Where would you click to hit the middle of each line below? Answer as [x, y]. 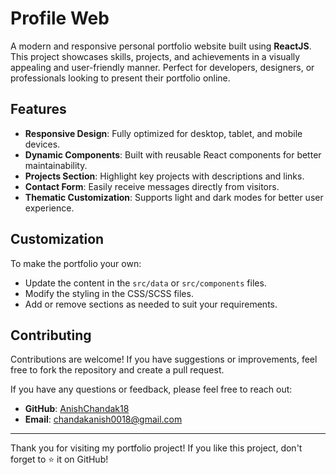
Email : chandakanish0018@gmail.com [103, 419]
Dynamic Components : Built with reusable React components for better [173, 154]
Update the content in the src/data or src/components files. [145, 283]
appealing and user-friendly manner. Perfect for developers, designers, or [162, 67]
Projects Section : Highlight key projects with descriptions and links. [164, 176]
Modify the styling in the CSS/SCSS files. [109, 293]
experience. [49, 208]
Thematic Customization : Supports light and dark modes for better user [174, 197]
